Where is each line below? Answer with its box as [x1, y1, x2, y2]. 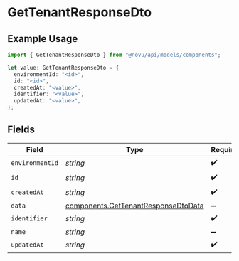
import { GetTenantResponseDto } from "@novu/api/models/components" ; [7, 51, 221, 58]
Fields [7, 124, 36, 136]
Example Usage [7, 33, 78, 45]
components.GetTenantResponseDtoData [65, 201, 204, 211]
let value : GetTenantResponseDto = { [7, 64, 119, 71]
